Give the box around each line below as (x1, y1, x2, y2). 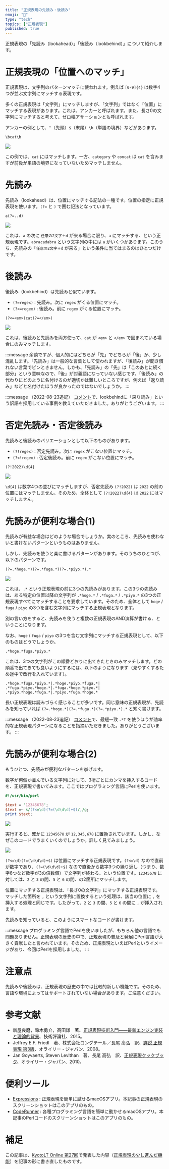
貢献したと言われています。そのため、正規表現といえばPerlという (14, 940, 150, 946)
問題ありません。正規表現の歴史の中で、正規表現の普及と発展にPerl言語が (5, 934, 159, 940)
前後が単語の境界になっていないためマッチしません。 (14, 160, 125, 166)
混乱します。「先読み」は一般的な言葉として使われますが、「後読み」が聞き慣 (5, 358, 164, 364)
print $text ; (5, 812, 33, 817)
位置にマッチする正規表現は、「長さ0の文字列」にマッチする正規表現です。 (5, 887, 160, 893)
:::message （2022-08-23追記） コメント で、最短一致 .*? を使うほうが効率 (5, 716, 163, 722)
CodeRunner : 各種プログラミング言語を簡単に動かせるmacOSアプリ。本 (12, 1108, 164, 1114)
